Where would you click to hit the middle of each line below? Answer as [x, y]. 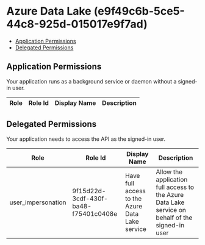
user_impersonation [38, 202]
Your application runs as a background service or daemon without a [92, 81]
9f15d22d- [89, 191]
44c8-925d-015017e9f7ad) [77, 24]
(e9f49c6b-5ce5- [139, 11]
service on [171, 210]
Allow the [169, 172]
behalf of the [174, 218]
